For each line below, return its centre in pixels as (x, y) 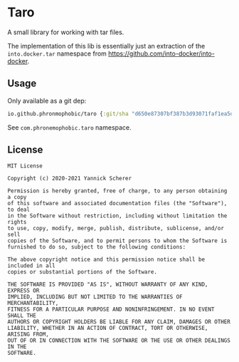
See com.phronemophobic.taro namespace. (69, 127)
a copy (17, 197)
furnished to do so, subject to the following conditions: (97, 247)
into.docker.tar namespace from (57, 53)
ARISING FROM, (28, 335)
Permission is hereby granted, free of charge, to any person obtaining (117, 191)
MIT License (25, 166)
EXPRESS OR (23, 291)
